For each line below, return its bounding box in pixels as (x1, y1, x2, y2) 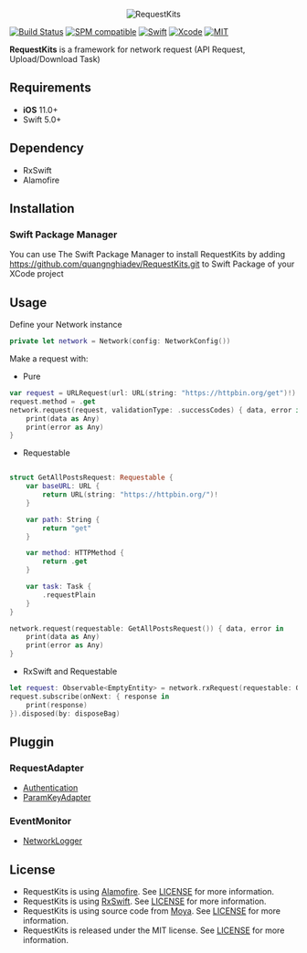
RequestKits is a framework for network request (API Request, (9, 44, 246, 55)
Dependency (9, 141, 84, 156)
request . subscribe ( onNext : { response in (9, 692, 170, 701)
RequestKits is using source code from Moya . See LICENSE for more (22, 906, 281, 916)
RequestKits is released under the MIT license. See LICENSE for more (22, 925, 285, 936)
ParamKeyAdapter (22, 792, 91, 803)
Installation (9, 201, 75, 216)
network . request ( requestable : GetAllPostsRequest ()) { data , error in (9, 623, 284, 634)
